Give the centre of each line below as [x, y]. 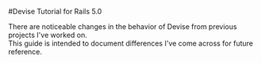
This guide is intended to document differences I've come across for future [131, 43]
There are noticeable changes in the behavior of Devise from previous [123, 26]
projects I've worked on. [48, 35]
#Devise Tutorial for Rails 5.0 [55, 11]
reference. [25, 52]
